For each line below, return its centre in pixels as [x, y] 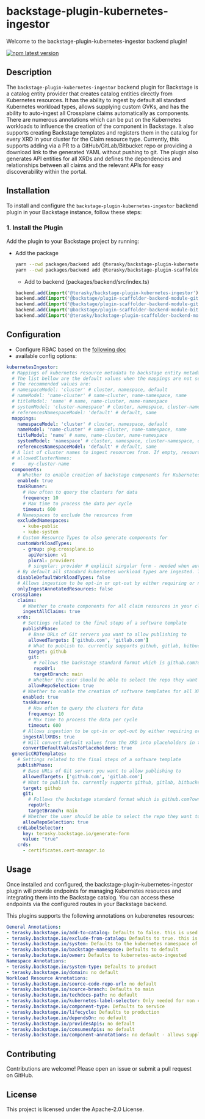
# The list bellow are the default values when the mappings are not [102, 378]
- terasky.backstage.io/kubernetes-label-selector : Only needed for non [101, 1001]
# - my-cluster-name [41, 464]
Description [29, 72]
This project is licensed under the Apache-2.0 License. [75, 1109]
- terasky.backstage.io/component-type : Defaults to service [86, 1007]
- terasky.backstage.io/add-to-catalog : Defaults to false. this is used [102, 932]
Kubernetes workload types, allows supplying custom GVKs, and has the [98, 106]
